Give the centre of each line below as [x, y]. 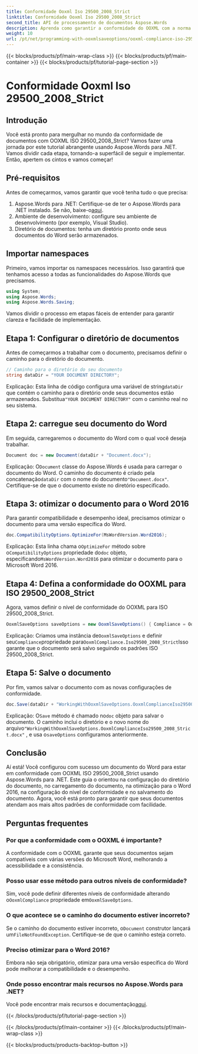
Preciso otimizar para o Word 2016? [58, 949]
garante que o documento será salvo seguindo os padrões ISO [82, 648]
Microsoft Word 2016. [32, 565]
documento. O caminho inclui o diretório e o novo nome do [77, 722]
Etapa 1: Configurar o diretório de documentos [93, 338]
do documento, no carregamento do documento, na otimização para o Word [99, 786]
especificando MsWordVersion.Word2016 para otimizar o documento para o [94, 559]
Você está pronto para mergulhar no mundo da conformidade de [85, 134]
